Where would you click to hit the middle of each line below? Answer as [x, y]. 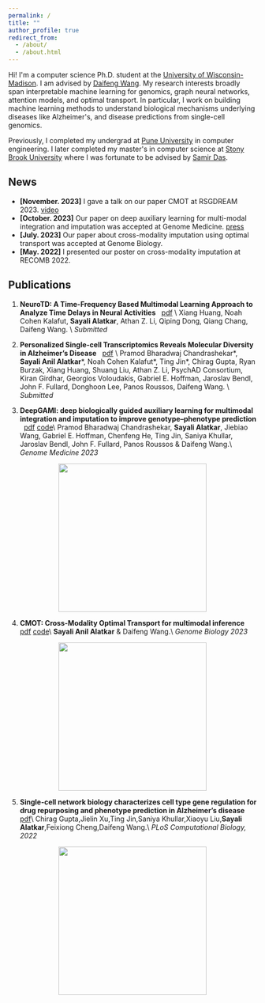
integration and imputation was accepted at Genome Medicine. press [132, 226]
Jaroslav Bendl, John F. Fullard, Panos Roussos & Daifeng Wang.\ [126, 444]
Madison [22, 83]
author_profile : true [44, 30]
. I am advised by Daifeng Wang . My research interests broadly [138, 83]
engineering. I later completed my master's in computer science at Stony [126, 149]
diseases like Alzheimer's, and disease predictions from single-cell [117, 117]
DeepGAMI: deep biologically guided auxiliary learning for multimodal [136, 410]
